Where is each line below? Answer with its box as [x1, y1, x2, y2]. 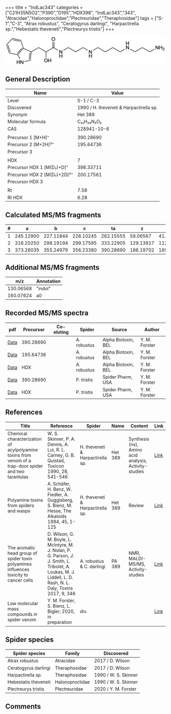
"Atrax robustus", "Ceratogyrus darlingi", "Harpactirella [23, 20, 139, 26]
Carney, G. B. [47, 452, 75, 458]
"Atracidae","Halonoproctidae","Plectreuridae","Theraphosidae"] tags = [5, 15, 154, 21]
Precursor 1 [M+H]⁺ [7, 134, 49, 140]
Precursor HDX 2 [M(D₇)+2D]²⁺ [7, 172, 73, 178]
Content [130, 423, 149, 429]
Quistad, [47, 458, 65, 464]
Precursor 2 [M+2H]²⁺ [7, 141, 54, 148]
